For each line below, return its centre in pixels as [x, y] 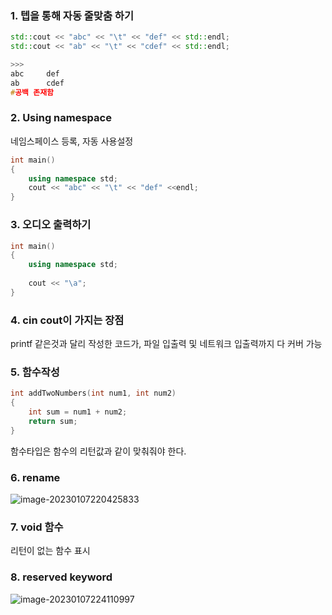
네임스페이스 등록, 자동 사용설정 [72, 141]
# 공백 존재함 [32, 92]
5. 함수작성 [35, 372]
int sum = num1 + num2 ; [78, 412]
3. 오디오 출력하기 [51, 225]
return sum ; [53, 421]
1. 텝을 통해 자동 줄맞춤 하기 [72, 15]
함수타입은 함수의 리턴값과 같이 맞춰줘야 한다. [98, 451]
